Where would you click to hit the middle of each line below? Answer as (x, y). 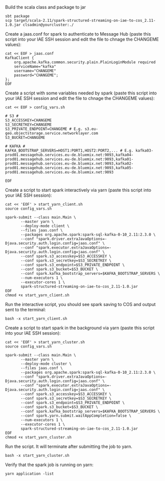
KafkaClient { (20, 58)
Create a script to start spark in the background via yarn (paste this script (80, 328)
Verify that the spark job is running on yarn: (49, 465)
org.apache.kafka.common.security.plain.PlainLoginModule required (85, 62)
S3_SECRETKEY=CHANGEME (28, 125)
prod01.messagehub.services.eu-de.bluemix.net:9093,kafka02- (69, 164)
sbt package (17, 16)
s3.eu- (91, 129)
